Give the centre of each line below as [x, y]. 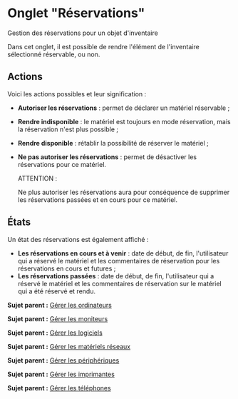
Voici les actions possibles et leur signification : [77, 94]
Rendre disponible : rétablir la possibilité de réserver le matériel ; [113, 143]
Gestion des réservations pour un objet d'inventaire [83, 33]
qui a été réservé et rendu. [57, 291]
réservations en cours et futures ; [67, 268]
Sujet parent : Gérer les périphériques [63, 360]
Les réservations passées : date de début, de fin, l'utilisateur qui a [116, 276]
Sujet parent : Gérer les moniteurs [58, 318]
